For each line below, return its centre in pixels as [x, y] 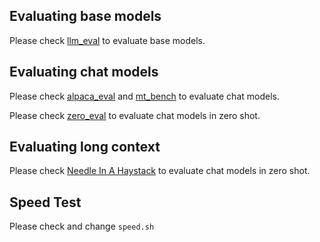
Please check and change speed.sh [82, 226]
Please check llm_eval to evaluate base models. [107, 40]
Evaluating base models [85, 16]
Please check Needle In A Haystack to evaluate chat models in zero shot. [160, 171]
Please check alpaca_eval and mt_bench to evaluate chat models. [144, 96]
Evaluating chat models [84, 72]
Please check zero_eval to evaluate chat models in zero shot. [135, 115]
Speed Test [45, 202]
